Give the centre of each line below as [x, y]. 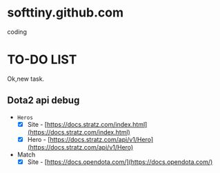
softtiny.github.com [66, 13]
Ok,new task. [26, 79]
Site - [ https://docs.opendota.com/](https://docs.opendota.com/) [120, 162]
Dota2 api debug [43, 100]
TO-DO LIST [42, 60]
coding [17, 32]
